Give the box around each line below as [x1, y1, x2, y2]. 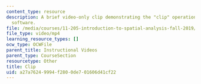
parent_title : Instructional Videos [6, 47, 98, 53]
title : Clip [6, 63, 36, 70]
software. [11, 20, 36, 25]
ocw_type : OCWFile [6, 42, 52, 48]
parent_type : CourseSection [6, 53, 77, 59]
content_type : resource [6, 8, 66, 15]
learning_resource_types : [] [6, 36, 79, 42]
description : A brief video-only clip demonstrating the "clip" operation [6, 14, 197, 20]
